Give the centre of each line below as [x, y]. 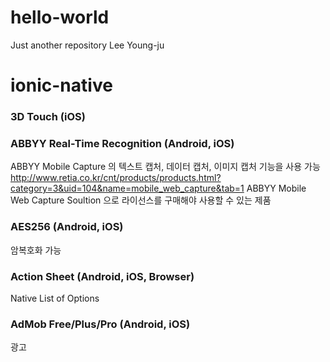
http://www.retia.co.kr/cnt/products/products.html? [116, 178]
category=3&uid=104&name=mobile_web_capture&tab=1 [127, 188]
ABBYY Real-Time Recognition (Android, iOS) [122, 143]
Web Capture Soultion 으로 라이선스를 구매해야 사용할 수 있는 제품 [141, 200]
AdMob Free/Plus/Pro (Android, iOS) [100, 324]
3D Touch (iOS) [48, 117]
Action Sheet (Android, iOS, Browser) [102, 276]
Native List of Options [55, 298]
